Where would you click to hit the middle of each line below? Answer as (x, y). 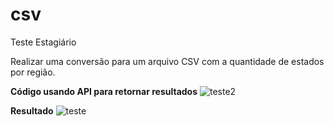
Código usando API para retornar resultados (104, 91)
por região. (33, 72)
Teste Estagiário (43, 42)
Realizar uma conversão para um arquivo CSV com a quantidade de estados (167, 61)
